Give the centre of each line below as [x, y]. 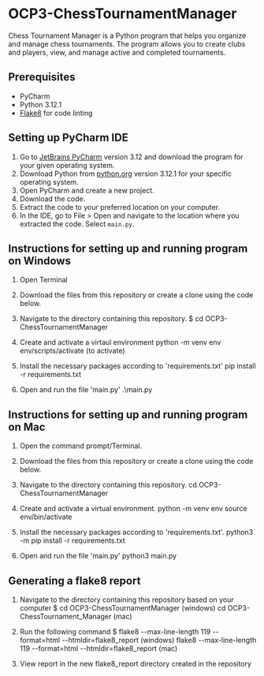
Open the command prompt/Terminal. [81, 446]
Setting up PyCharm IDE [68, 138]
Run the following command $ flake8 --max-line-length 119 [115, 631]
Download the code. [52, 199]
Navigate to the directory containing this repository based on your [126, 599]
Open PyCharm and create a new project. [87, 190]
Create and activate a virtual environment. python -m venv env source [133, 509]
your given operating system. [67, 165]
